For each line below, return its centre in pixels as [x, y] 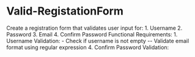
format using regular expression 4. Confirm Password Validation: [88, 47]
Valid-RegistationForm [65, 11]
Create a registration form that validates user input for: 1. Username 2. [94, 28]
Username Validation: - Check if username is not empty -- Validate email [98, 41]
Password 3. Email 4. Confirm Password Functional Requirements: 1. [92, 34]
